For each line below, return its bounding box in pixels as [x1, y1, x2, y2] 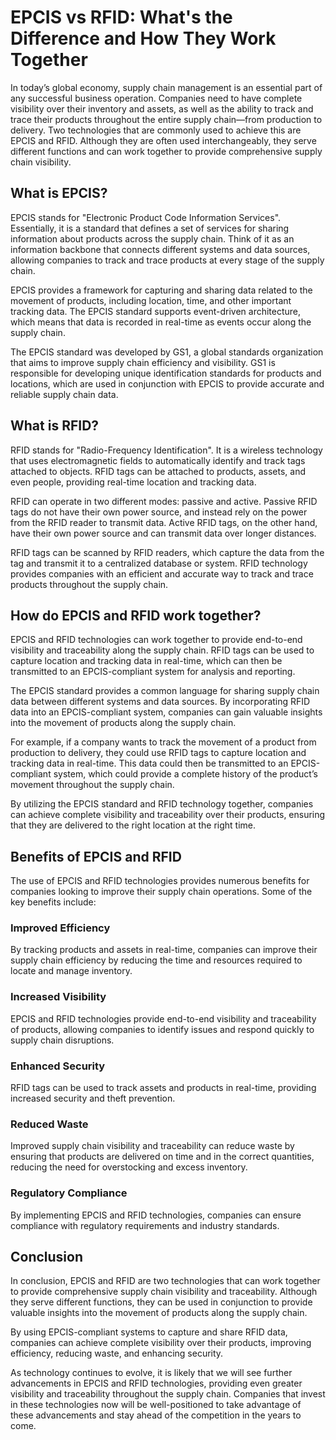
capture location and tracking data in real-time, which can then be [10, 655, 283, 667]
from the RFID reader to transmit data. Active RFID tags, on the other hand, [10, 516, 318, 528]
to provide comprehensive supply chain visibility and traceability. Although [10, 1286, 318, 1298]
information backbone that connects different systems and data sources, [10, 243, 311, 255]
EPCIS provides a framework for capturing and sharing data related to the [10, 284, 313, 296]
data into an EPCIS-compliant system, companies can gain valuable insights [10, 706, 323, 718]
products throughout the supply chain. [10, 578, 169, 590]
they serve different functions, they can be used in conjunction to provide [10, 1296, 313, 1308]
